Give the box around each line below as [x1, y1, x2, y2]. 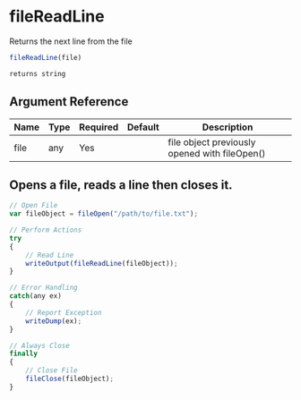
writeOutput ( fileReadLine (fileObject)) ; [25, 259, 178, 268]
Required [79, 121, 119, 133]
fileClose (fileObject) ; [25, 374, 115, 384]
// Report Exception [25, 308, 102, 317]
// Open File [9, 201, 58, 210]
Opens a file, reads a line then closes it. [9, 177, 233, 192]
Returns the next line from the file [9, 36, 133, 47]
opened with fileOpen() [168, 147, 266, 159]
